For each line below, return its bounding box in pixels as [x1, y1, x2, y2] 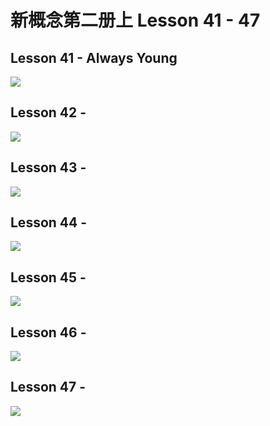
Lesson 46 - [10, 324, 87, 341]
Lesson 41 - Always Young [10, 49, 178, 66]
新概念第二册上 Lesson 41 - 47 [10, 9, 261, 32]
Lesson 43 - [10, 159, 87, 176]
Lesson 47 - [10, 379, 87, 396]
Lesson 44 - [10, 214, 88, 231]
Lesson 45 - [10, 269, 87, 286]
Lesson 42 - [10, 104, 87, 121]
